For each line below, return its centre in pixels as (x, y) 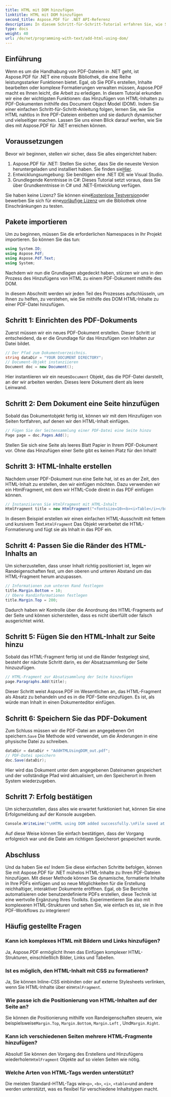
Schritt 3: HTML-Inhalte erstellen (59, 467)
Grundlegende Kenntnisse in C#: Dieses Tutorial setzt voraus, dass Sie (87, 180)
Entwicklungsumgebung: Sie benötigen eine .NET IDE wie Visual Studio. (88, 174)
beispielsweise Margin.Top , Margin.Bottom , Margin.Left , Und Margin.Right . (83, 1023)
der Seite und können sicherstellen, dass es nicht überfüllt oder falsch (79, 615)
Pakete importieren (36, 222)
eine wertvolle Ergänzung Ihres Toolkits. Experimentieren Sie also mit (78, 900)
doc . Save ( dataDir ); (26, 760)
